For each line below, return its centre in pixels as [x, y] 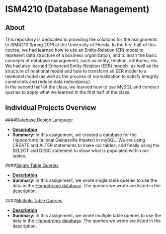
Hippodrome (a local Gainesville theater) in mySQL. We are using [79, 140]
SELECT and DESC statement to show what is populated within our [81, 151]
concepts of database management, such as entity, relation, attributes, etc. [82, 60]
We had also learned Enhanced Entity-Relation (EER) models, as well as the [82, 66]
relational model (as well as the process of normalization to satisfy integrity [82, 76]
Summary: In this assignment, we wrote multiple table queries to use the [87, 215]
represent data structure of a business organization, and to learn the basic [81, 55]
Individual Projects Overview [51, 108]
